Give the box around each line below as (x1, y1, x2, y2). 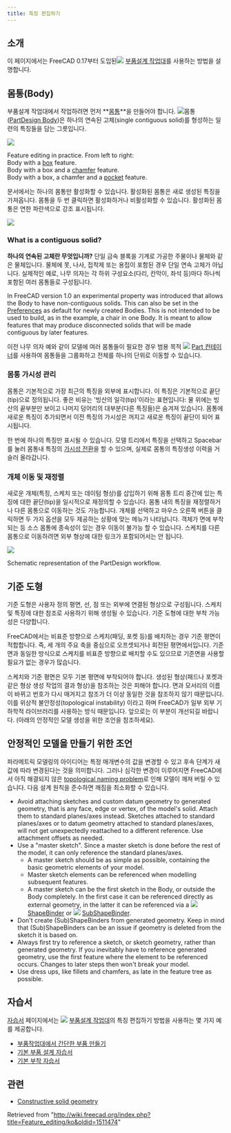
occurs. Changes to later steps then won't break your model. (17, 960, 190, 968)
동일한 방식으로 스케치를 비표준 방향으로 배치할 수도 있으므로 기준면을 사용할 (19, 649, 225, 657)
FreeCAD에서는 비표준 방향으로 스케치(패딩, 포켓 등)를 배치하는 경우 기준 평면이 (7, 632, 221, 640)
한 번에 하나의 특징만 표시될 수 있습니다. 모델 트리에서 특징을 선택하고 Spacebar (7, 436, 222, 444)
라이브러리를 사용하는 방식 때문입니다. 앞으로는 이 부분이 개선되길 (25, 707, 201, 715)
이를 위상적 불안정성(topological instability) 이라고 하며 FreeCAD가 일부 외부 (7, 698, 215, 707)
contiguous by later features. (7, 328, 90, 337)
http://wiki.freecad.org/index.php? (53, 1111, 151, 1119)
